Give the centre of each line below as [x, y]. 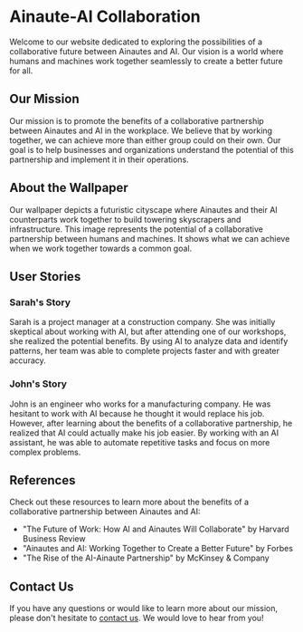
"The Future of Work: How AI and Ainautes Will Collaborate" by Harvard [156, 529]
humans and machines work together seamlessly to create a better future [146, 61]
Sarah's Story [40, 302]
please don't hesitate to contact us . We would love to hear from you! [137, 618]
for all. [21, 71]
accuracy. [28, 360]
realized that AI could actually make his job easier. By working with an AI [144, 433]
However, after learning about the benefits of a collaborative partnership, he [151, 423]
